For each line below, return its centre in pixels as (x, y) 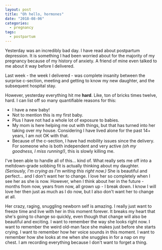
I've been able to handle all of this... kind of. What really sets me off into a (78, 161)
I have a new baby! (31, 109)
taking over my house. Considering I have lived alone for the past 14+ (81, 130)
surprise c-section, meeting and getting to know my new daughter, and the (80, 80)
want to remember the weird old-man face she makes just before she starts (81, 227)
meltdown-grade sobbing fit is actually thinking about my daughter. (72, 165)
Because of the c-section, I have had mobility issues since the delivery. (83, 141)
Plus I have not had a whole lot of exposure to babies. (66, 120)
